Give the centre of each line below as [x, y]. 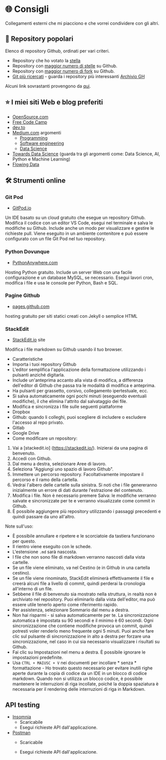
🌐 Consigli [27, 9]
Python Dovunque [28, 252]
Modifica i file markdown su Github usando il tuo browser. [64, 350]
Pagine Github [23, 295]
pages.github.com [31, 306]
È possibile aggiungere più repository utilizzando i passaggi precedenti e [86, 511]
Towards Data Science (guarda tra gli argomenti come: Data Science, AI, [86, 154]
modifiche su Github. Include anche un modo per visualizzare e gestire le [80, 228]
